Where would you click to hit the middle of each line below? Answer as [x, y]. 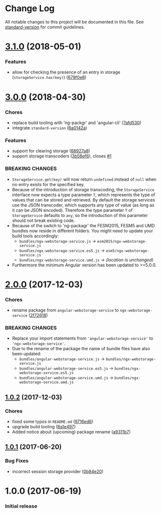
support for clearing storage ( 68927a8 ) [51, 151]
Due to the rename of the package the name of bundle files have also [81, 349]
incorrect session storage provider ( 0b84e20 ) [58, 471]
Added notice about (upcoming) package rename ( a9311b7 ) [71, 432]
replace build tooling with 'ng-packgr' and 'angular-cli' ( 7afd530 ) [77, 123]
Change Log [30, 8]
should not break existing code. [43, 220]
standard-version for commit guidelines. [45, 27]
